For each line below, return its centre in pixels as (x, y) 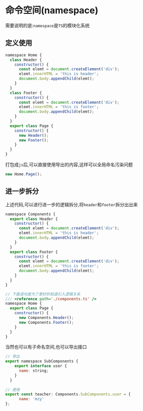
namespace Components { (31, 214)
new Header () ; (34, 135)
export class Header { (34, 219)
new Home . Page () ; (24, 174)
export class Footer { (34, 252)
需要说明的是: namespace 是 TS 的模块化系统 (48, 25)
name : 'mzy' (31, 399)
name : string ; (34, 371)
